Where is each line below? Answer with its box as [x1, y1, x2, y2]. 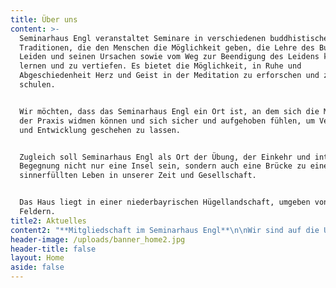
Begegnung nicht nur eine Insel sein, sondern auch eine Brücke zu [19, 161, 307, 171]
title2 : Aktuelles [10, 216, 87, 226]
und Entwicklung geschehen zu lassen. [19, 125, 182, 135]
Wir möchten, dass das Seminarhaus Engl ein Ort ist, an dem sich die [19, 106, 320, 116]
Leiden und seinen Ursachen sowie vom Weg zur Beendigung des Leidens [19, 52, 320, 62]
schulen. [19, 80, 56, 90]
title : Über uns [10, 14, 78, 25]
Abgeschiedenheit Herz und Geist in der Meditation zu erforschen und [19, 71, 320, 81]
